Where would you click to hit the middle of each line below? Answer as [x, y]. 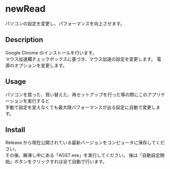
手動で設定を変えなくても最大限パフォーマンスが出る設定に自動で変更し [81, 107]
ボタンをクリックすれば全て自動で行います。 [61, 162]
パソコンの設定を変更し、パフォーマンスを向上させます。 [65, 23]
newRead [25, 9]
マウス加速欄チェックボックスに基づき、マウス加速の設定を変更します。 [80, 59]
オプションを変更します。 [41, 65]
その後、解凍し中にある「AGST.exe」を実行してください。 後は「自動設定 [83, 155]
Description [24, 40]
